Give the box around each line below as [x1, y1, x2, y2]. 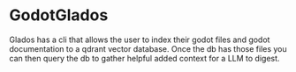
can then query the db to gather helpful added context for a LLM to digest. [9, 53, 280, 63]
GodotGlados [9, 5, 109, 25]
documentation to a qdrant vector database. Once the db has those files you [9, 43, 287, 54]
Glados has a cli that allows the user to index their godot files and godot [9, 34, 270, 45]
